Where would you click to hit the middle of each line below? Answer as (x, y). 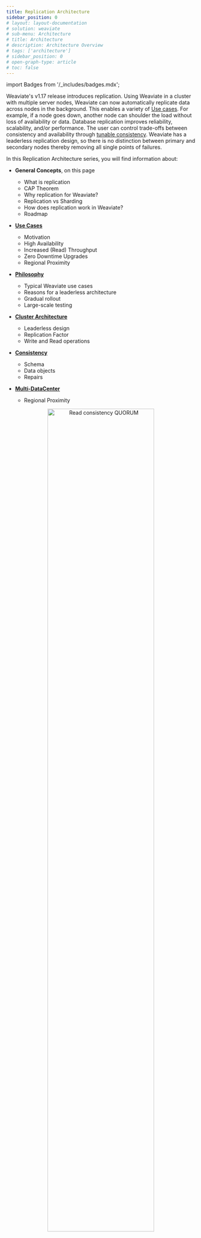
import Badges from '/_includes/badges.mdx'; (63, 85)
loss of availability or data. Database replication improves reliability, (89, 122)
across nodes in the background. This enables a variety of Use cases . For (97, 109)
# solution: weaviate (33, 29)
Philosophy (29, 274)
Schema (34, 364)
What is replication (47, 182)
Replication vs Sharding (53, 201)
